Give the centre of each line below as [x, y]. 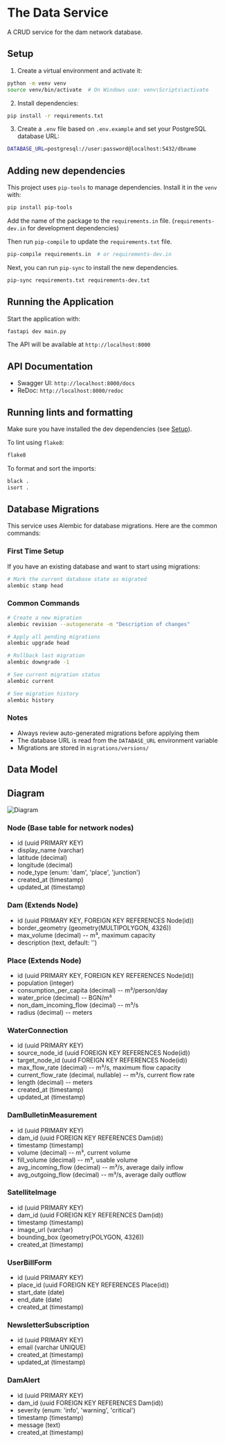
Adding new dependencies [66, 170]
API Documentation [50, 366]
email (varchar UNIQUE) [52, 1347]
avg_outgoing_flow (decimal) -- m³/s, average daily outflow [102, 1174]
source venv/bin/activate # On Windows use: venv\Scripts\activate [108, 90]
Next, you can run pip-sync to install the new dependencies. [93, 267]
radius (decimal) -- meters [55, 1012]
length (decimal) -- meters [55, 1082]
